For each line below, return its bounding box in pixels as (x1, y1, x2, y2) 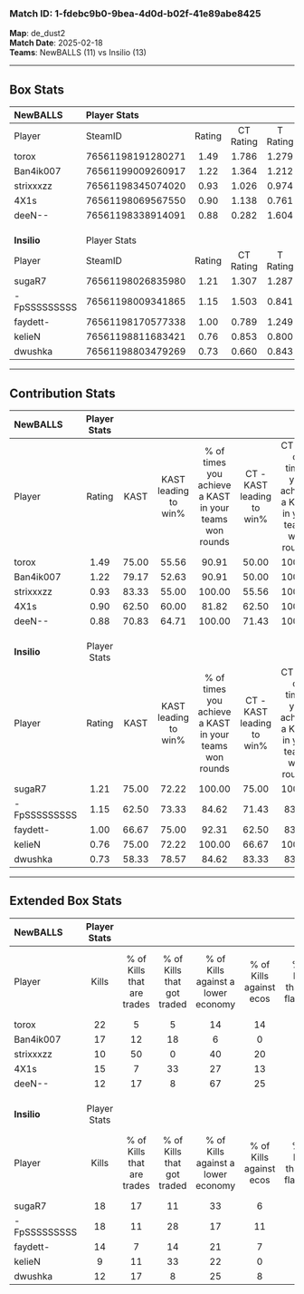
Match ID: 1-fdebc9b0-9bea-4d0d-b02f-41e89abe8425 (9, 7, 261, 20)
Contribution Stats (9, 385, 116, 401)
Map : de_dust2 (9, 28, 66, 39)
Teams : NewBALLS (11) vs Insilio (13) (9, 47, 147, 58)
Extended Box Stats (9, 893, 122, 909)
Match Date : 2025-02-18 (9, 37, 103, 48)
